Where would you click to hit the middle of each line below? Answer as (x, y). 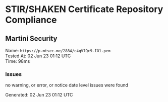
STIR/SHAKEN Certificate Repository (84, 9)
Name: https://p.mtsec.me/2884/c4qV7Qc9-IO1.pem (58, 50)
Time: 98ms (18, 61)
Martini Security (31, 38)
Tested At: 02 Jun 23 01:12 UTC (38, 56)
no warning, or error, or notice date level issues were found (67, 85)
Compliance (31, 20)
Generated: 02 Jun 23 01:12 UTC (39, 95)
